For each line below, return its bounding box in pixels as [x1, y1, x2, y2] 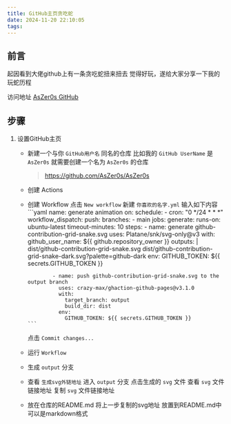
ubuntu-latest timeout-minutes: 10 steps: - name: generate [27, 223, 194, 231]
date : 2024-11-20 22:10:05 [7, 17, 85, 23]
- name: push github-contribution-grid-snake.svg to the [52, 273, 219, 279]
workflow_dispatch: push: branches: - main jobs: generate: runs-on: [27, 215, 221, 224]
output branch [27, 279, 68, 286]
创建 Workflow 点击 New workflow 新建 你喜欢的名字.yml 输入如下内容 [27, 200, 218, 209]
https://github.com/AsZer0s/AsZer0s [44, 171, 150, 180]
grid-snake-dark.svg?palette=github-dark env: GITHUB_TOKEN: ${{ [27, 252, 221, 260]
